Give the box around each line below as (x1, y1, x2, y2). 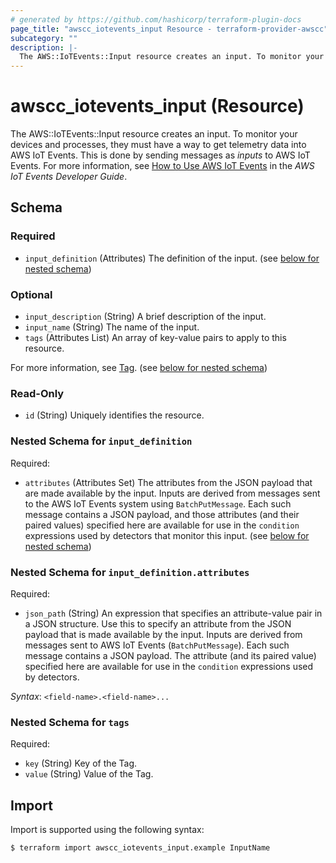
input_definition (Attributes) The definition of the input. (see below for (24, 252, 320, 264)
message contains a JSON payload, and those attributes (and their (24, 508, 300, 520)
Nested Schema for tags (10, 715, 130, 729)
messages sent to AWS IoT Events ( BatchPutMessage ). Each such (24, 639, 290, 651)
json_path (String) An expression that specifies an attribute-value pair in (24, 607, 323, 619)
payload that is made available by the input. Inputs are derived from (24, 628, 303, 640)
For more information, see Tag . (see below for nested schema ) (10, 362, 268, 374)
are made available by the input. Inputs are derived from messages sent (24, 487, 321, 499)
